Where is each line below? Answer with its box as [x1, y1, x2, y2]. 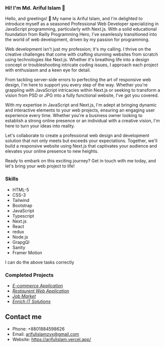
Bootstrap [12, 202, 33, 208]
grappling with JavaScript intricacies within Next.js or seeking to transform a [5, 87, 161, 93]
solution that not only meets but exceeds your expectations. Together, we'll [5, 138, 158, 144]
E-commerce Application [12, 282, 63, 288]
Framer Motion [12, 249, 43, 256]
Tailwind [12, 197, 30, 203]
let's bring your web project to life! [5, 163, 75, 169]
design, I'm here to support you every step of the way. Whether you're [5, 82, 148, 88]
